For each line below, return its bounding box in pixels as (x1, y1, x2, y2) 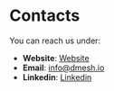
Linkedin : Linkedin (22, 71, 92, 82)
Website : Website (22, 52, 90, 63)
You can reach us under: (9, 35, 101, 46)
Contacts (9, 5, 81, 26)
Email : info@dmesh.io (22, 62, 105, 73)
